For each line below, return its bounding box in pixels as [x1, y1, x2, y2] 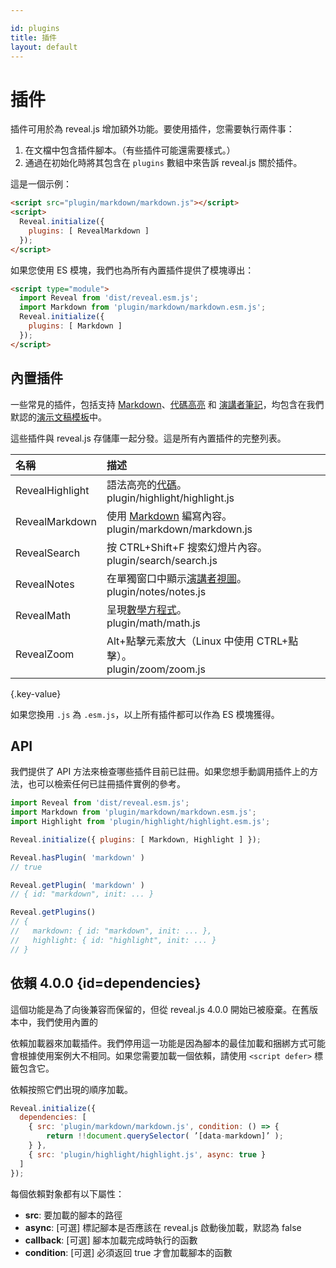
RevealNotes [15, 577, 75, 591]
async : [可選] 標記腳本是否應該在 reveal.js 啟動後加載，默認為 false [24, 1221, 302, 1233]
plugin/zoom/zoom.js [106, 662, 206, 676]
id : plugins [10, 23, 60, 33]
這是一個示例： [10, 178, 72, 190]
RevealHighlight [15, 483, 90, 497]
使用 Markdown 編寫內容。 [106, 509, 233, 523]
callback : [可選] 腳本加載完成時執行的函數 [24, 1234, 198, 1246]
